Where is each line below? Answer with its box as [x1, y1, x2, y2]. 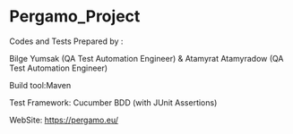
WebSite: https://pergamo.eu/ [9, 114, 119, 125]
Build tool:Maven [9, 80, 72, 90]
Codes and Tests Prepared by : [9, 36, 124, 46]
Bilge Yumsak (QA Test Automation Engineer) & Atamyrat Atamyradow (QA [9, 53, 284, 63]
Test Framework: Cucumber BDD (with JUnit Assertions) [9, 96, 218, 108]
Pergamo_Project [9, 6, 141, 27]
